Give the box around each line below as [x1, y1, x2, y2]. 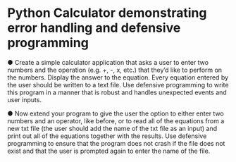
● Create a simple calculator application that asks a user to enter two [7, 58, 209, 66]
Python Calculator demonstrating [7, 5, 207, 21]
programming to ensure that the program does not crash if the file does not [7, 139, 225, 147]
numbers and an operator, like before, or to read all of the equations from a [7, 116, 225, 125]
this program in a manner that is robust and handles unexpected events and [7, 88, 227, 96]
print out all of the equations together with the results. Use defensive [7, 132, 207, 140]
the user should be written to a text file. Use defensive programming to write [7, 80, 229, 89]
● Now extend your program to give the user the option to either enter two [7, 109, 224, 118]
